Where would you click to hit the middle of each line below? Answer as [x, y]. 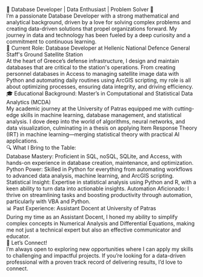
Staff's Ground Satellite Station [45, 54]
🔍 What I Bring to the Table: [42, 148]
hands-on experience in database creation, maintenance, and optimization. [100, 163]
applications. [22, 141]
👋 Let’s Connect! [27, 243]
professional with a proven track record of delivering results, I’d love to [95, 262]
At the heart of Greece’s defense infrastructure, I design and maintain [93, 61]
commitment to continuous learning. [52, 42]
